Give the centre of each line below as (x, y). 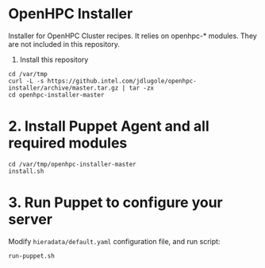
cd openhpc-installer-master (56, 95)
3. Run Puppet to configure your (116, 203)
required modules (68, 143)
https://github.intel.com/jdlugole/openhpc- (122, 81)
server (31, 220)
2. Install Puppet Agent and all (109, 126)
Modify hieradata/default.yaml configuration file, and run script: (114, 241)
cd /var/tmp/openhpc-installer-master (72, 164)
